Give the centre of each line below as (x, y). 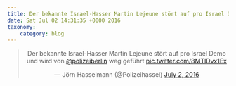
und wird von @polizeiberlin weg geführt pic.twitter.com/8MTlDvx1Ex (127, 61)
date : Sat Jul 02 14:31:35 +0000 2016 (64, 20)
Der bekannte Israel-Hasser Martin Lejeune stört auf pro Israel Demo (126, 54)
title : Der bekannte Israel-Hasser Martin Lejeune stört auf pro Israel (116, 14)
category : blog (42, 33)
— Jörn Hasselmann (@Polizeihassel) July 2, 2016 (127, 75)
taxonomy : (22, 27)
